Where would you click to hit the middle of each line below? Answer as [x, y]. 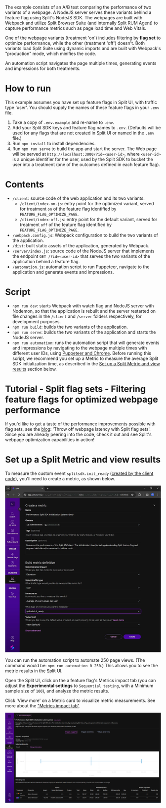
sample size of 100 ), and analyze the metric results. [57, 691]
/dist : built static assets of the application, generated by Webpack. [81, 245]
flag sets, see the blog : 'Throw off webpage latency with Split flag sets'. [78, 429]
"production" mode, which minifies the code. [51, 54]
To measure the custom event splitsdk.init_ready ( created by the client [79, 473]
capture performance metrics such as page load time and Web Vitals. [76, 28]
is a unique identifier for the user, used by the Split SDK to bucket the [83, 159]
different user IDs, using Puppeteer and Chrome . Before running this [82, 353]
